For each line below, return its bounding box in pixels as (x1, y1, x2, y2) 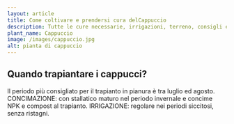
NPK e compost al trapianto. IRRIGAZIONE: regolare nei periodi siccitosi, (7, 102, 214, 110)
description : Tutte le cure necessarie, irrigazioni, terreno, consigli (7, 23, 223, 30)
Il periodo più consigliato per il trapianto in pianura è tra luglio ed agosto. (7, 86, 215, 95)
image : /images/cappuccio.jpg (7, 36, 95, 43)
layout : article (7, 10, 54, 17)
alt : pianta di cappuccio (7, 42, 82, 49)
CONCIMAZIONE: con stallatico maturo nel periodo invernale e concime (7, 94, 213, 102)
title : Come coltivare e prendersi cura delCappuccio (7, 17, 167, 24)
